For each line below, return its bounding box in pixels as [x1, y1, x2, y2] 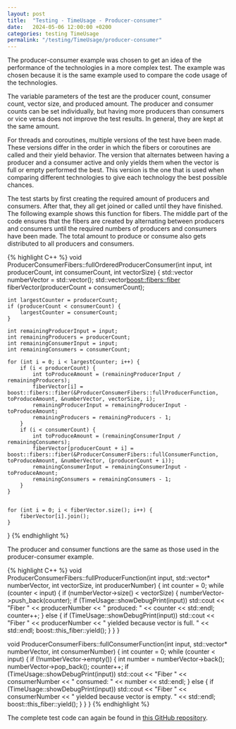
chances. [7, 181, 34, 189]
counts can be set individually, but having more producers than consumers [7, 107, 225, 116]
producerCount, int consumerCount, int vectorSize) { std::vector [7, 268, 194, 277]
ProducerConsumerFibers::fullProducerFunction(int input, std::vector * [7, 574, 211, 582]
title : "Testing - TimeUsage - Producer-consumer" [7, 17, 162, 24]
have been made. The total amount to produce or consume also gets [7, 232, 206, 241]
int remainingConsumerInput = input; [7, 340, 118, 347]
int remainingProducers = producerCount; [7, 334, 131, 341]
